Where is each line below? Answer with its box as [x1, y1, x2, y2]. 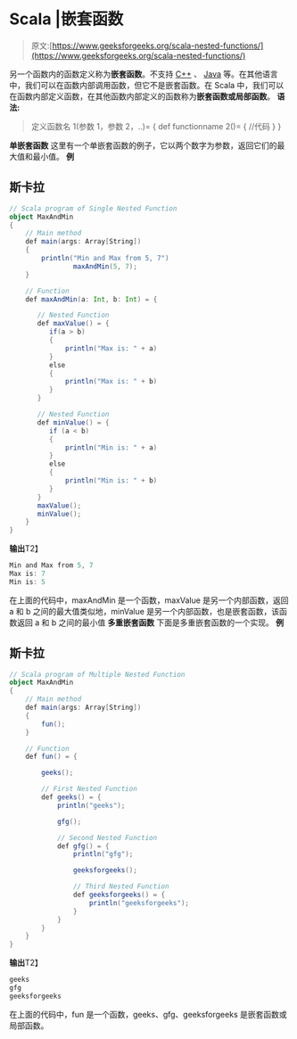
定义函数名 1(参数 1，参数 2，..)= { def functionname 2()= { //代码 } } [30, 120, 282, 131]
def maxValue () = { [37, 319, 110, 328]
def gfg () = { [56, 841, 110, 851]
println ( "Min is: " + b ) [65, 476, 158, 485]
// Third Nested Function [72, 882, 169, 891]
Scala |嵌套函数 [9, 9, 124, 29]
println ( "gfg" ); [72, 850, 134, 859]
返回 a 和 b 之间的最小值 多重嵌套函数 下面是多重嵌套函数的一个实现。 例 [16, 617, 284, 628]
